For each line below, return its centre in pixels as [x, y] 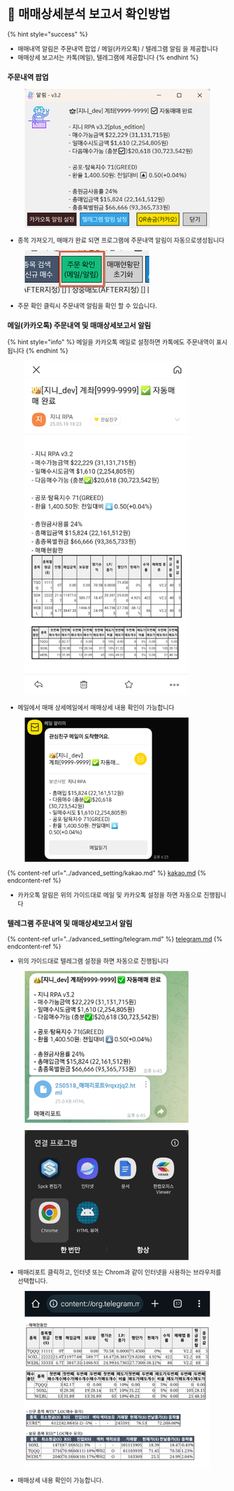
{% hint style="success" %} [48, 34]
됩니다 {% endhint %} [38, 351]
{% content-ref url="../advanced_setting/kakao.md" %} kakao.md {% [107, 873]
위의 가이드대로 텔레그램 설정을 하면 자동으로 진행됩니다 [93, 961]
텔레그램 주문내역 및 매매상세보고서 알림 [70, 923]
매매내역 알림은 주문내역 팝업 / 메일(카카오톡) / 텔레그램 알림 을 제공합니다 [118, 48]
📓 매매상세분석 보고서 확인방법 [89, 14]
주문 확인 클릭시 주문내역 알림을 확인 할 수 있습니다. [87, 306]
